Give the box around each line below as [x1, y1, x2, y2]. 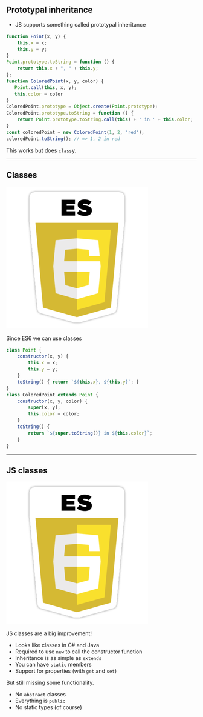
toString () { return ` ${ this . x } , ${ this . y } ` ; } [17, 379, 139, 385]
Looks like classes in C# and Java [14, 642, 100, 649]
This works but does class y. [6, 147, 77, 154]
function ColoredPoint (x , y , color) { [6, 78, 104, 84]
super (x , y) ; [28, 404, 61, 411]
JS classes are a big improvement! [6, 630, 92, 637]
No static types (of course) [14, 704, 83, 711]
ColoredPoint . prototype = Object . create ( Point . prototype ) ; [6, 104, 158, 110]
